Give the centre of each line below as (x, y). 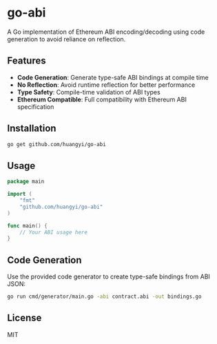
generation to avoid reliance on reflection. (66, 39)
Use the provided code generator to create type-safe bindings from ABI (108, 276)
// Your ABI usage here (54, 232)
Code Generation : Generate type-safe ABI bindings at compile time (113, 77)
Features (27, 61)
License (24, 318)
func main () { (28, 225)
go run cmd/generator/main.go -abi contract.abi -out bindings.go (104, 297)
